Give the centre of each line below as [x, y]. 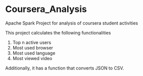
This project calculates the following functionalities [58, 32]
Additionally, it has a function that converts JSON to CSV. [65, 68]
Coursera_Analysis [46, 9]
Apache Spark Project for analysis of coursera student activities [71, 23]
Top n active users [32, 42]
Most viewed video [32, 58]
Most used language [34, 53]
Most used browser [33, 47]
